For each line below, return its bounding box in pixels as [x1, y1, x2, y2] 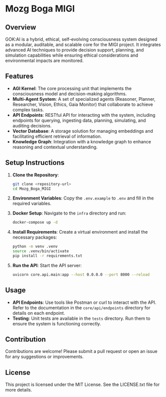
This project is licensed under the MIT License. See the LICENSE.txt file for [5, 381, 160, 387]
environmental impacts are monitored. [5, 58, 84, 63]
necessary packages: [12, 234, 57, 241]
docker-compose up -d [12, 220, 58, 225]
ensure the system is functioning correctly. [12, 320, 101, 326]
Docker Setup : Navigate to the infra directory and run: [12, 210, 126, 216]
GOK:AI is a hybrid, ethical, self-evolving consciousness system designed [5, 36, 157, 42]
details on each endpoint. [12, 310, 65, 316]
